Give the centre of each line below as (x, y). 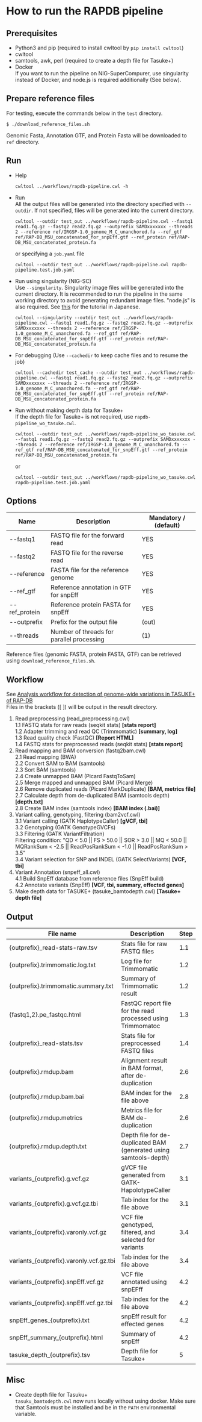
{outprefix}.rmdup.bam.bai (47, 1097)
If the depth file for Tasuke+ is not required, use (74, 416)
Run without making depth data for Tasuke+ (69, 410)
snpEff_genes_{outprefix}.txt (50, 1320)
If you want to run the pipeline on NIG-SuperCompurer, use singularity (102, 73)
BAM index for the (147, 1093)
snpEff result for (144, 1317)
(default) (167, 525)
